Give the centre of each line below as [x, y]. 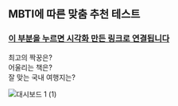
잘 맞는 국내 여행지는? [42, 77]
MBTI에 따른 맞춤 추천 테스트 [74, 14]
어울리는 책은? [31, 67]
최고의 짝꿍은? [31, 57]
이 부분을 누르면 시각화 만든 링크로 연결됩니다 [89, 39]
